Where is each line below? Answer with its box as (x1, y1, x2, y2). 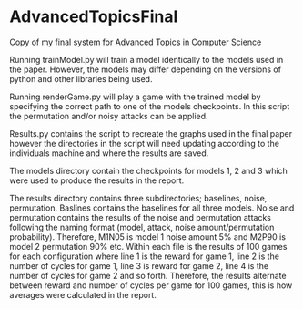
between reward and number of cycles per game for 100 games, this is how (9, 280, 293, 291)
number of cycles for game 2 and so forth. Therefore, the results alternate (9, 270, 287, 281)
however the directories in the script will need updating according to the (9, 138, 280, 149)
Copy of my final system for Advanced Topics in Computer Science (9, 36, 262, 47)
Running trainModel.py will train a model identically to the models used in (9, 54, 284, 65)
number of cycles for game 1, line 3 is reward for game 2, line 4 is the (9, 260, 269, 271)
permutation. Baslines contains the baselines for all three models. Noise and (9, 202, 295, 213)
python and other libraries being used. (9, 73, 153, 84)
